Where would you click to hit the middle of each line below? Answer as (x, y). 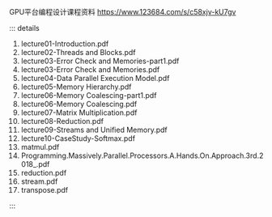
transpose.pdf (45, 190)
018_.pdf (35, 164)
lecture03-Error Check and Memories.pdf (90, 70)
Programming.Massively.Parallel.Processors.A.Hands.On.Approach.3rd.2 (142, 155)
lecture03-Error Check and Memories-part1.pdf (100, 61)
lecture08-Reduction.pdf (62, 121)
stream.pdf (39, 181)
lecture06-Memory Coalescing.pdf (79, 104)
